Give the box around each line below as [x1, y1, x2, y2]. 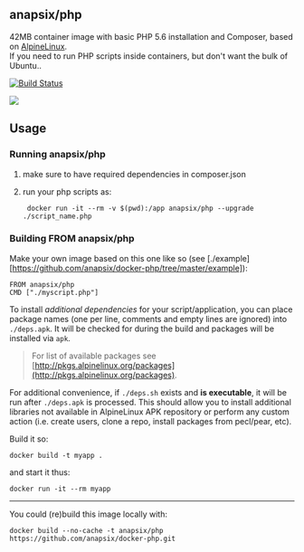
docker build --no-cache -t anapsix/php [9, 526, 165, 535]
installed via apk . [9, 332, 71, 343]
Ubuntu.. [9, 60, 43, 71]
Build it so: [9, 433, 49, 444]
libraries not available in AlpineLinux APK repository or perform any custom [9, 406, 290, 417]
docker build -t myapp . [9, 451, 103, 460]
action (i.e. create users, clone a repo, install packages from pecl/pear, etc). [9, 415, 292, 426]
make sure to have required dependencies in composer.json [22, 168, 247, 179]
